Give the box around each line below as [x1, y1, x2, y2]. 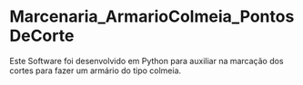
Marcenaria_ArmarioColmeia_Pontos [9, 6, 295, 27]
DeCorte [9, 25, 75, 46]
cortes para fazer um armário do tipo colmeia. [9, 65, 182, 76]
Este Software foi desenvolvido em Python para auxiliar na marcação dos [9, 55, 284, 66]
